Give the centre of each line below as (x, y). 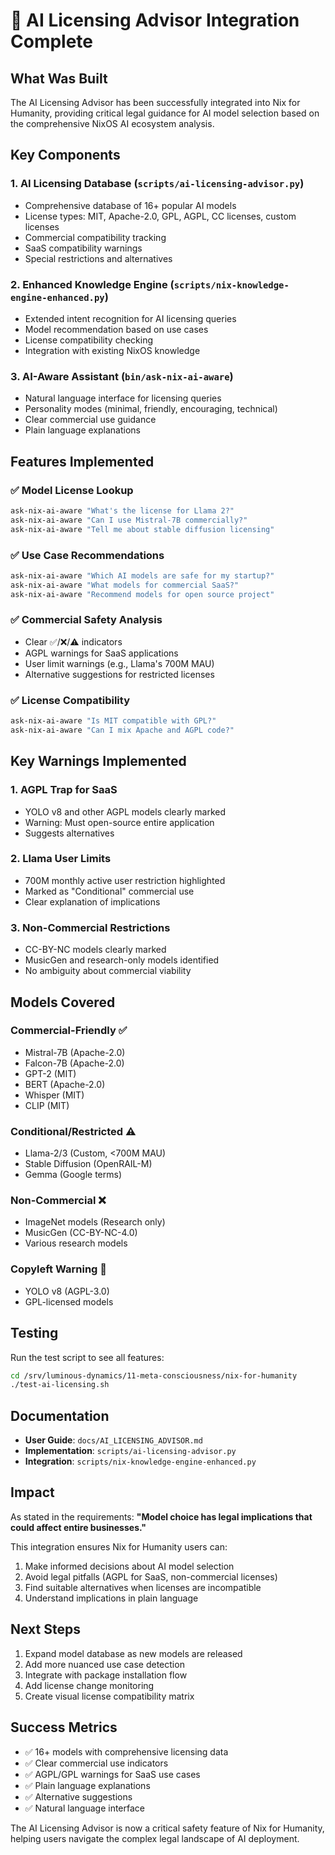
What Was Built (59, 78)
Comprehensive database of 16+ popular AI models (130, 205)
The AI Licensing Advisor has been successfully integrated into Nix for (155, 102)
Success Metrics (64, 1727)
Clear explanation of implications (92, 901)
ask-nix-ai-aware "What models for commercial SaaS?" (125, 585)
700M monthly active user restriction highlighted (125, 880)
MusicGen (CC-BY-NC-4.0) (81, 1233)
